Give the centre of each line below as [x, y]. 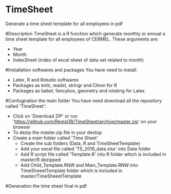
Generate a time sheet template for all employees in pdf [64, 24]
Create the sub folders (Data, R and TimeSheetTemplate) [80, 143]
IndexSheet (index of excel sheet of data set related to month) [78, 60]
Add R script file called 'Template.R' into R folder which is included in [93, 154]
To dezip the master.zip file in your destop [57, 132]
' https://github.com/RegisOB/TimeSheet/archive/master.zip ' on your [85, 121]
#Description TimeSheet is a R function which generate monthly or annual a [85, 33]
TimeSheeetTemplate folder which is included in [71, 170]
